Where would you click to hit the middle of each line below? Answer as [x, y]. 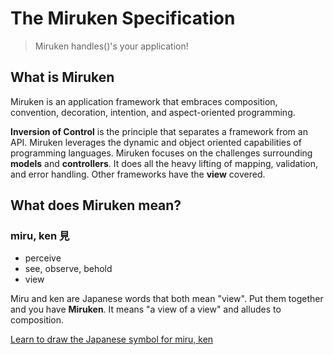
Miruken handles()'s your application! [111, 46]
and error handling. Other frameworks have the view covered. [138, 174]
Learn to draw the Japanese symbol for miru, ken [112, 339]
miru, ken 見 [40, 236]
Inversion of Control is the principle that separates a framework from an [159, 131]
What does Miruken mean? [96, 205]
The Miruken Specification [123, 18]
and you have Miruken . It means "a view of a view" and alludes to [146, 309]
